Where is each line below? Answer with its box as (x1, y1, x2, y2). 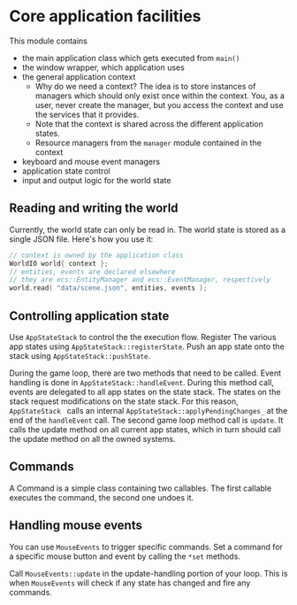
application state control (21, 166, 110, 176)
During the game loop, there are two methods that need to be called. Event (9, 368, 281, 378)
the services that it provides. (34, 109, 140, 120)
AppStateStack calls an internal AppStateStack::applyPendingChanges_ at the (9, 405, 288, 415)
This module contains (9, 35, 88, 46)
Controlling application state (9, 308, 170, 323)
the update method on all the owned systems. (9, 433, 176, 444)
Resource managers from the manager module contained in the (34, 137, 263, 148)
